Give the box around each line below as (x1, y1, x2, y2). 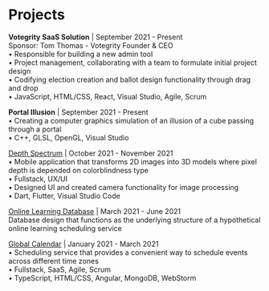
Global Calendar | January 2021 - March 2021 (8, 239, 159, 249)
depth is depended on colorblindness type (8, 165, 149, 175)
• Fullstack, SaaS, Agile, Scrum (8, 265, 111, 274)
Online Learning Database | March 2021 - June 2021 (8, 206, 181, 216)
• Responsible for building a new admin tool (8, 49, 153, 59)
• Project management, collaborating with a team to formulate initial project (8, 58, 257, 67)
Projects (8, 6, 66, 24)
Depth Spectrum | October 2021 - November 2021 (8, 148, 173, 158)
